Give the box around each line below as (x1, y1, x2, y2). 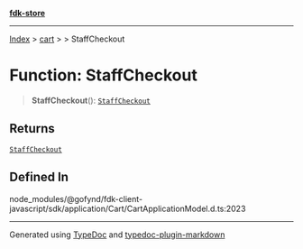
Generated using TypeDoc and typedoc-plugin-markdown (9, 229, 225, 240)
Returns (9, 121, 56, 136)
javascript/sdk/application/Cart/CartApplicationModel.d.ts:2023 (9, 203, 246, 214)
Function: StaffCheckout (9, 65, 198, 86)
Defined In (9, 170, 69, 185)
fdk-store (9, 8, 46, 18)
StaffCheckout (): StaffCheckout (31, 95, 151, 106)
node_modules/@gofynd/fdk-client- (9, 193, 142, 204)
